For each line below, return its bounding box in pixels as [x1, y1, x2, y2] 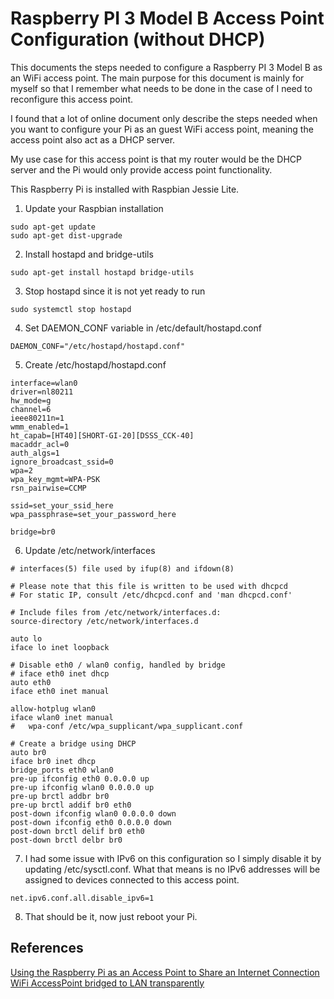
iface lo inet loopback [10, 642, 110, 652]
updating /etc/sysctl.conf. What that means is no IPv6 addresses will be [24, 863, 321, 875]
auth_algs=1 [10, 448, 60, 458]
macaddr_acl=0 [10, 439, 70, 449]
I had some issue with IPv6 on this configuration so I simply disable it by [24, 852, 322, 864]
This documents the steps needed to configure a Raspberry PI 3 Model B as [10, 61, 323, 73]
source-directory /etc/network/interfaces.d [10, 616, 199, 626]
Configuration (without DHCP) [10, 28, 266, 51]
